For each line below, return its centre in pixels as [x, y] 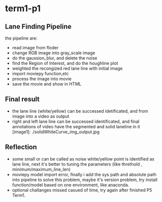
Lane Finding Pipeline [38, 27]
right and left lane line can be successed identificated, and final [76, 121]
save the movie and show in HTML [47, 84]
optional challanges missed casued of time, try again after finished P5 [82, 190]
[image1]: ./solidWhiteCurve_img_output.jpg [56, 132]
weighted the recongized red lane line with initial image [67, 68]
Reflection [21, 147]
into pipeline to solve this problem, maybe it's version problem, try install [85, 180]
